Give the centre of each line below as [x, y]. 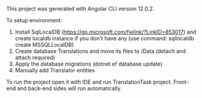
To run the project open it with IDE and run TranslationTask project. [89, 82]
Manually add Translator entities [55, 70]
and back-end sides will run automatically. [69, 88]
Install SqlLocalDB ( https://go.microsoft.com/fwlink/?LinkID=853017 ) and [106, 32]
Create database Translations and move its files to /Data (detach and [100, 51]
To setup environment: [34, 20]
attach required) [35, 57]
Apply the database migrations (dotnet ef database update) [89, 64]
